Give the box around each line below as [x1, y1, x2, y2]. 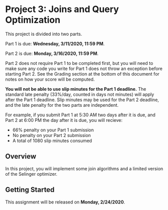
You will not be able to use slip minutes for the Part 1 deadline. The [5, 86, 146, 92]
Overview [5, 152, 37, 161]
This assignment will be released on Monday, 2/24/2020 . [5, 199, 125, 205]
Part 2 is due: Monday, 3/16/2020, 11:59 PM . [5, 50, 99, 56]
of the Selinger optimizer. [5, 171, 58, 177]
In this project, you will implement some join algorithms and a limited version [5, 165, 163, 172]
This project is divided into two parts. [5, 31, 82, 37]
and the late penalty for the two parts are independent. [5, 102, 119, 108]
